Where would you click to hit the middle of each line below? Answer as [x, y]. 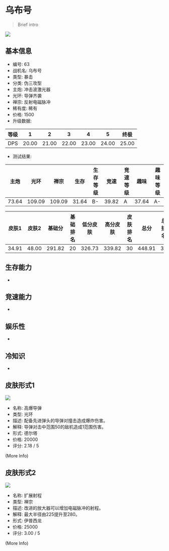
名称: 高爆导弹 [27, 408]
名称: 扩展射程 [27, 495]
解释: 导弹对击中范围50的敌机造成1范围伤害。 [59, 427]
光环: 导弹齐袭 [27, 96]
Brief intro [28, 24]
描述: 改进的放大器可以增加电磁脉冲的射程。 [58, 508]
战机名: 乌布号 [27, 70]
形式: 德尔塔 [25, 433]
